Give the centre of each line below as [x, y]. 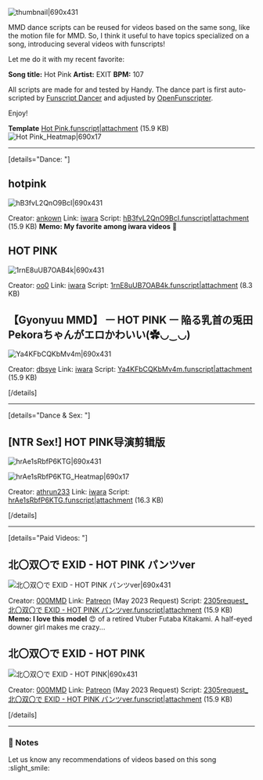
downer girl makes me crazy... [57, 627]
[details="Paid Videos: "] [48, 538]
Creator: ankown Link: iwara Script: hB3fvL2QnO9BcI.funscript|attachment [128, 218]
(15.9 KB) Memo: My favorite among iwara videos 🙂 [93, 226]
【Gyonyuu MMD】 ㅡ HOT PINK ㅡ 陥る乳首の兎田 [131, 321]
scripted [22, 98]
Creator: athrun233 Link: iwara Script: [69, 492]
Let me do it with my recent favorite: [67, 59]
